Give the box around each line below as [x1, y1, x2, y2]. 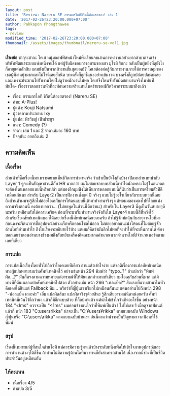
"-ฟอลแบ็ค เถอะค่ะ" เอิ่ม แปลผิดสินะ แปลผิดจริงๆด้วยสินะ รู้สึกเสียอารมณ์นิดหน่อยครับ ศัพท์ [5, 290, 157, 297]
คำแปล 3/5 [12, 385, 32, 391]
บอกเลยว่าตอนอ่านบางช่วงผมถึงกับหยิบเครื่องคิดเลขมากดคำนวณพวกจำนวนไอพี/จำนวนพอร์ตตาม [5, 232, 165, 238]
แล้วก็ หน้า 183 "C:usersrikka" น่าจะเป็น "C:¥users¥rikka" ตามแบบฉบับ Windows [5, 308, 159, 314]
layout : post [5, 7, 33, 13]
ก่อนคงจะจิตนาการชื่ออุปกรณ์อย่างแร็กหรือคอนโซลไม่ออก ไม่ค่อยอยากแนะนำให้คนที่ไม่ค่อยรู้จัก [5, 220, 161, 226]
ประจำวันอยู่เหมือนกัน [5, 355, 42, 361]
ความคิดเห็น [5, 148, 36, 157]
